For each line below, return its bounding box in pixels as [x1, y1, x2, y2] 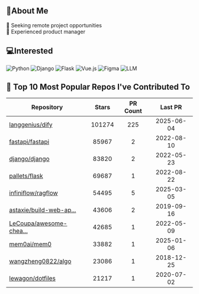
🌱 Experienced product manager [6, 28, 86, 35]
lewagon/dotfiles [9, 274, 56, 283]
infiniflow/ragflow [9, 189, 58, 197]
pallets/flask [9, 172, 43, 180]
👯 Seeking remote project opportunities [6, 21, 102, 29]
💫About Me [6, 6, 49, 16]
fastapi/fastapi [9, 138, 49, 146]
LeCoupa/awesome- [9, 219, 68, 227]
